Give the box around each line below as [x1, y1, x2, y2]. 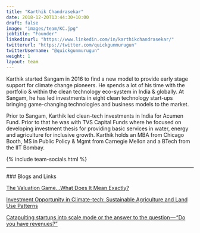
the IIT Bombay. [6, 144, 45, 151]
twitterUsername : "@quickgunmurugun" [6, 48, 100, 54]
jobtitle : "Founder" [6, 31, 58, 37]
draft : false [6, 20, 39, 26]
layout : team [6, 59, 39, 65]
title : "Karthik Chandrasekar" [6, 8, 84, 15]
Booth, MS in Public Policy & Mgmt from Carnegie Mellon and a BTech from [6, 137, 190, 145]
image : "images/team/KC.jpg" [6, 25, 79, 32]
